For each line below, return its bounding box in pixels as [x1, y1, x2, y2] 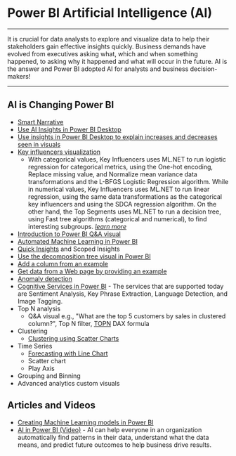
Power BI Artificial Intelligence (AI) [7, 5, 213, 21]
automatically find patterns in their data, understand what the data [17, 433, 209, 441]
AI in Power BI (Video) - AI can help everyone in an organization [17, 425, 202, 434]
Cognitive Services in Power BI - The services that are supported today [17, 282, 224, 290]
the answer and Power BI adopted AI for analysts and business [7, 65, 189, 73]
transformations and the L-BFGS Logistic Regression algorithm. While [27, 177, 229, 185]
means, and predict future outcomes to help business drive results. [17, 441, 212, 449]
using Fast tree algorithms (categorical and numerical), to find [27, 214, 207, 223]
